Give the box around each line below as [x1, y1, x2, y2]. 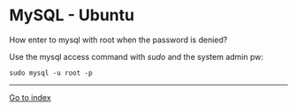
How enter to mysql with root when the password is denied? [9, 34, 228, 45]
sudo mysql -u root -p [9, 68, 93, 78]
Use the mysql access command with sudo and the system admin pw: [9, 51, 263, 62]
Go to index [9, 92, 51, 102]
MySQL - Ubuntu [9, 5, 135, 26]
